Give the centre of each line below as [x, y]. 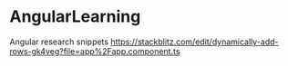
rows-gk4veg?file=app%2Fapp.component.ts [95, 51]
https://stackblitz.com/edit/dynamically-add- [195, 42]
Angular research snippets [59, 42]
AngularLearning [75, 17]
